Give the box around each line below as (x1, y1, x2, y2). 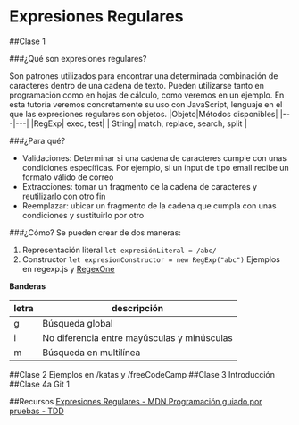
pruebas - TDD (9, 405, 64, 416)
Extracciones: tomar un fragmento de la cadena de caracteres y (21, 181, 257, 191)
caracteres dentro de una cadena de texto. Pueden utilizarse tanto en (9, 80, 265, 90)
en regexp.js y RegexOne (21, 263, 115, 274)
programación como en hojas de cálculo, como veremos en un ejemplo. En (9, 89, 285, 100)
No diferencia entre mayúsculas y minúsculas (42, 331, 234, 344)
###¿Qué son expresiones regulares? (9, 53, 147, 64)
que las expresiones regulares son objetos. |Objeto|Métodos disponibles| (9, 108, 278, 119)
